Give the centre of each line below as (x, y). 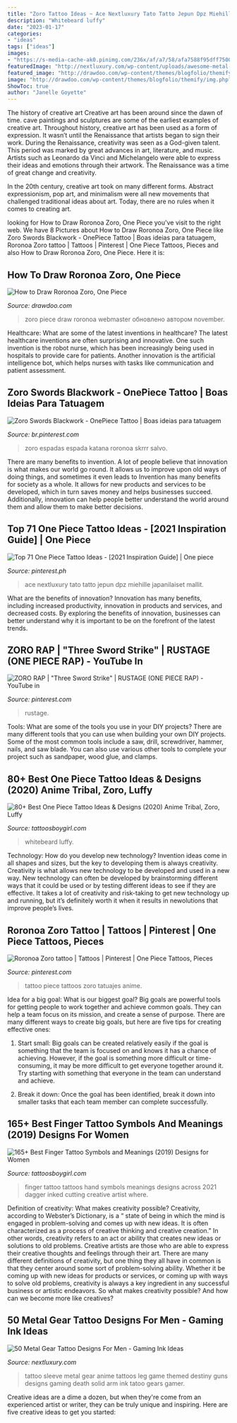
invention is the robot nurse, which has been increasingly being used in (111, 347)
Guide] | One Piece (49, 540)
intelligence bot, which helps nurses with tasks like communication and (110, 363)
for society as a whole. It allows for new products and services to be (107, 484)
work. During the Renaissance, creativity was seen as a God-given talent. (114, 143)
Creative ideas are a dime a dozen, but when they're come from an (104, 1397)
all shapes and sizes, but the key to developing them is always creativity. (113, 863)
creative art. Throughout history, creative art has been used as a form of (112, 128)
